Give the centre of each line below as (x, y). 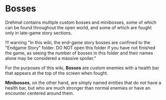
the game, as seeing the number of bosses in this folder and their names (79, 53)
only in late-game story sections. (39, 33)
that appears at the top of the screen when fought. (57, 73)
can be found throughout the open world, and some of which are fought (79, 27)
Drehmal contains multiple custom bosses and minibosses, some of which (81, 22)
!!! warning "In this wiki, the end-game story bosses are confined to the (78, 42)
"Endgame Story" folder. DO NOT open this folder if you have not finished (80, 48)
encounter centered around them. (40, 93)
